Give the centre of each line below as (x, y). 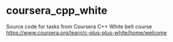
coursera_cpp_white (57, 11)
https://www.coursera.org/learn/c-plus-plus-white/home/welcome (86, 32)
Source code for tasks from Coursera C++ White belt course (79, 26)
